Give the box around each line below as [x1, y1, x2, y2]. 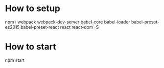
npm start [5, 57, 25, 63]
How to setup [5, 3, 60, 14]
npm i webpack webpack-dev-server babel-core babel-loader [5, 19, 131, 25]
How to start [5, 41, 56, 52]
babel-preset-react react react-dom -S [20, 24, 99, 30]
